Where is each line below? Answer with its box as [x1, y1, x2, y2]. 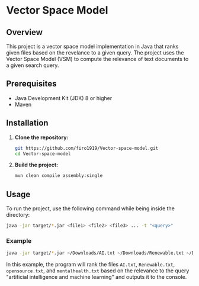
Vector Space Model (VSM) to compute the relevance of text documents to [6, 56, 189, 62]
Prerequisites [6, 79, 57, 89]
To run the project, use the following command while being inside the [6, 205, 175, 212]
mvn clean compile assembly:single [14, 173, 103, 179]
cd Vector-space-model [14, 150, 71, 157]
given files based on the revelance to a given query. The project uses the [6, 49, 184, 56]
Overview [6, 27, 43, 37]
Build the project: [14, 161, 58, 169]
